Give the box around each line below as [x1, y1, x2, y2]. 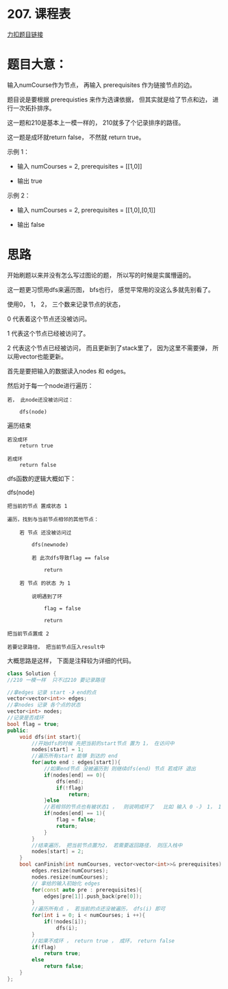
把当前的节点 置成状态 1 [7, 502, 68, 509]
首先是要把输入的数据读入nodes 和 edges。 [7, 367, 130, 375]
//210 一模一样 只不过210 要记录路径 [7, 676, 105, 683]
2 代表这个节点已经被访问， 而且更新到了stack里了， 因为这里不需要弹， [7, 343, 211, 352]
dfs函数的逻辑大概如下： [7, 474, 77, 483]
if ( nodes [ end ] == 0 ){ [43, 772, 106, 779]
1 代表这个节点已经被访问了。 [7, 329, 90, 337]
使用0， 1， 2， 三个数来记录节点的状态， [7, 300, 125, 308]
